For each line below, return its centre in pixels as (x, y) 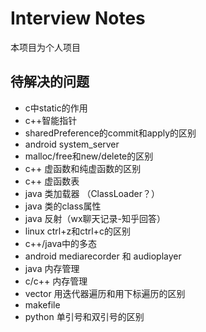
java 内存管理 (52, 268)
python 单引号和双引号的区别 (84, 316)
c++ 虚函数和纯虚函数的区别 (83, 168)
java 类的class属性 (63, 206)
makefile (42, 304)
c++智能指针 (51, 120)
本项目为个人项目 (45, 47)
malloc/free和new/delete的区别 (89, 156)
